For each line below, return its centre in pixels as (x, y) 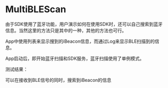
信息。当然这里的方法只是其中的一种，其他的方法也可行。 (66, 30)
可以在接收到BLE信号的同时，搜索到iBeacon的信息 (58, 80)
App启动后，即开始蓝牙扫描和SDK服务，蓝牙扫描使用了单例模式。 (75, 58)
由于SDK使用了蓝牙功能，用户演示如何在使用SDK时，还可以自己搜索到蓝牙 (84, 24)
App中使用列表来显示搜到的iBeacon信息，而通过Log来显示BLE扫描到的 (80, 41)
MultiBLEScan (36, 9)
